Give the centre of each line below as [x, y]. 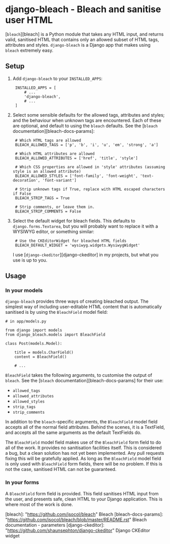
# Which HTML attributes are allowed [55, 154]
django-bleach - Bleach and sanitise [83, 9]
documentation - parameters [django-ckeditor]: [55, 525]
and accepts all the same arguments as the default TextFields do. [73, 432]
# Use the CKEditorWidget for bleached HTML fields [71, 241]
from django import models [34, 331]
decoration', [26, 180]
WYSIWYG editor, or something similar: [54, 231]
